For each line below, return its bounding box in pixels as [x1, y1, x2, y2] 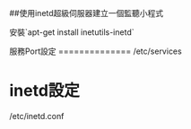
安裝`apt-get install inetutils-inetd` [9, 27, 135, 38]
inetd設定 [9, 81, 81, 101]
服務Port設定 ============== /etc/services [9, 46, 182, 56]
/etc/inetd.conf [9, 110, 65, 121]
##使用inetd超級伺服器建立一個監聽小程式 [9, 8, 164, 18]
